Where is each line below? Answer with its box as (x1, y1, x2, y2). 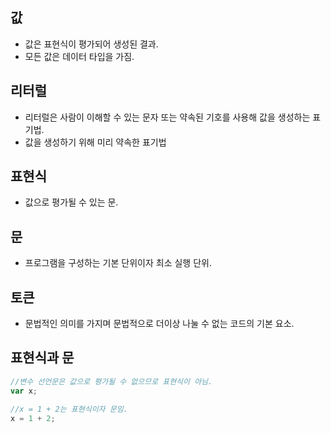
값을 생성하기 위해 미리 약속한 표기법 (24, 136, 167, 148)
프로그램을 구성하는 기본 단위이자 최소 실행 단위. (24, 257, 212, 269)
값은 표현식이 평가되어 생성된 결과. (24, 38, 159, 50)
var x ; (10, 386, 38, 396)
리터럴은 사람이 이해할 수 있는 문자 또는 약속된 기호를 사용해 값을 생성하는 (24, 111, 311, 123)
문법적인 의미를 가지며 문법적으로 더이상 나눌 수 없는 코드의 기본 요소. (24, 318, 295, 330)
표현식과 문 (10, 349, 75, 367)
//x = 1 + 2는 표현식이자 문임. (10, 404, 128, 414)
